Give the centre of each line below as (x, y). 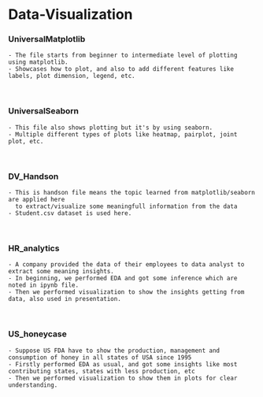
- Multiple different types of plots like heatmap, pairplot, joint (123, 134)
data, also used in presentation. (65, 299)
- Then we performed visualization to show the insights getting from (126, 292)
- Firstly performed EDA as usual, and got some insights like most (123, 364)
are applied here (37, 200)
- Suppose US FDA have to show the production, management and (114, 351)
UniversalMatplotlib (47, 39)
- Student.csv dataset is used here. (70, 213)
